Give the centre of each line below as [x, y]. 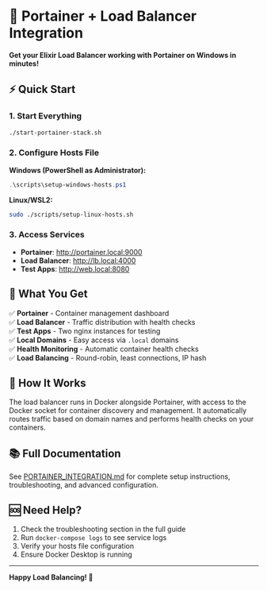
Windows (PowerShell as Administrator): [77, 170]
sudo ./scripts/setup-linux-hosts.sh [71, 214]
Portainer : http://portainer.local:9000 [81, 252]
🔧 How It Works [48, 383]
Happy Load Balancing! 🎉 [51, 577]
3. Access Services [47, 235]
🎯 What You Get [48, 294]
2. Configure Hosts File [54, 152]
